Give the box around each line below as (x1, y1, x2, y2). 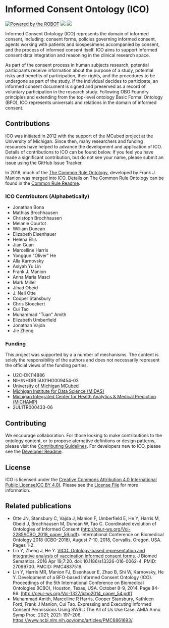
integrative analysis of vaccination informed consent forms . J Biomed (12, 553, 157, 559)
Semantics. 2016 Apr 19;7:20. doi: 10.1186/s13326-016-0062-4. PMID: (12, 558, 156, 564)
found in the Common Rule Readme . (5, 180, 81, 186)
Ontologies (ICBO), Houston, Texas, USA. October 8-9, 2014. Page (12, 585, 151, 591)
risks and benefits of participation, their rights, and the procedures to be (5, 72, 155, 79)
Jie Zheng (12, 328, 34, 334)
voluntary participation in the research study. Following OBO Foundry (5, 88, 149, 94)
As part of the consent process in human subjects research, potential (5, 62, 149, 68)
